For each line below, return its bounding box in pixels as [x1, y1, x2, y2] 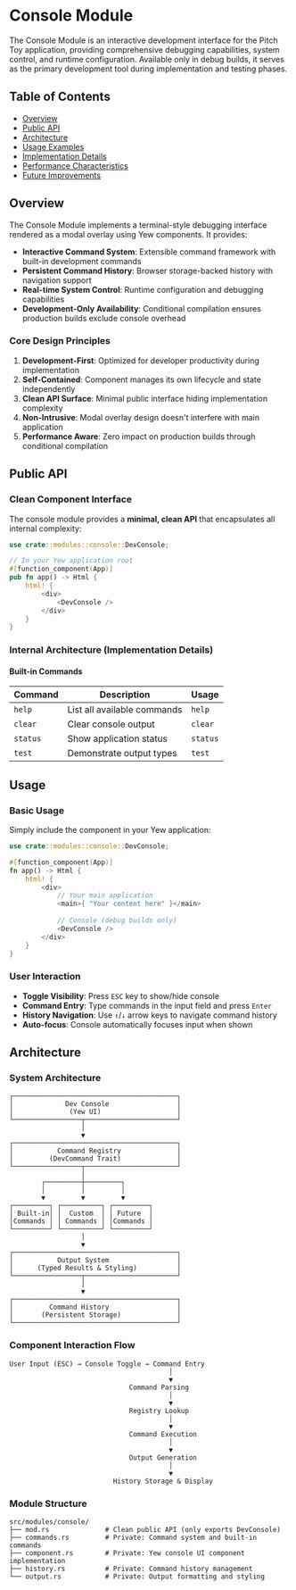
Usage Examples [21, 141, 85, 152]
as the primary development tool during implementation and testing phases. [9, 63, 288, 74]
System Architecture [9, 1072, 102, 1085]
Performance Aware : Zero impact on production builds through [21, 430, 256, 442]
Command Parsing [128, 1383, 190, 1392]
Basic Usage [9, 804, 65, 817]
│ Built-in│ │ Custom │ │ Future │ [9, 1209, 153, 1219]
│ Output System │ [9, 1256, 181, 1265]
